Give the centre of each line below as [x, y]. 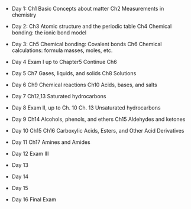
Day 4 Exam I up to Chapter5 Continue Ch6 [64, 62]
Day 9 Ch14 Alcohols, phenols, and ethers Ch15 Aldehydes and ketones [98, 119]
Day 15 [20, 188]
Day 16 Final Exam [34, 200]
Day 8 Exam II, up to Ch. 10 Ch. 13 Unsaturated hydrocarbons [86, 108]
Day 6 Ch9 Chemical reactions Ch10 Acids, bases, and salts [85, 85]
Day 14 [20, 176]
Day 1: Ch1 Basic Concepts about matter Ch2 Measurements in [88, 9]
